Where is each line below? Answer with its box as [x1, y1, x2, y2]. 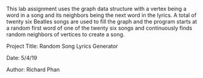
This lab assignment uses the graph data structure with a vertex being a [6, 5, 187, 12]
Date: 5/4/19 [6, 54, 38, 61]
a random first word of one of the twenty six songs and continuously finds [6, 24, 193, 31]
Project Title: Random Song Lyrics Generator [6, 42, 118, 50]
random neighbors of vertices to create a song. [6, 31, 125, 38]
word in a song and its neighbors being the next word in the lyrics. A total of [6, 11, 197, 19]
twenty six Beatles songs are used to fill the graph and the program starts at [6, 18, 198, 25]
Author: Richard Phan [6, 66, 60, 73]
